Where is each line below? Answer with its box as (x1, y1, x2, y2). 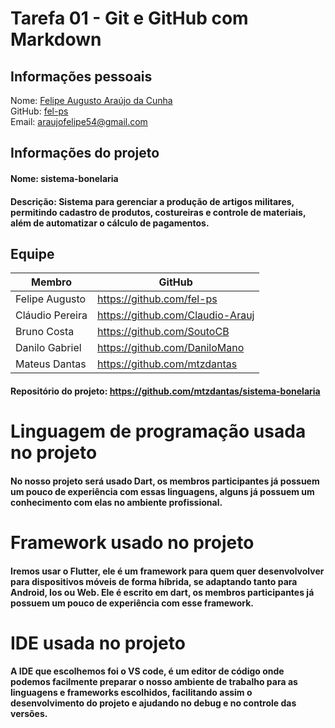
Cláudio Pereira (15, 308, 88, 322)
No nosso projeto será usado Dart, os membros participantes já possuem (10, 475, 320, 487)
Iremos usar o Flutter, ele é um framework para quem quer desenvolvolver (10, 565, 325, 577)
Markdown (10, 28, 102, 51)
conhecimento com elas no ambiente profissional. (10, 496, 223, 508)
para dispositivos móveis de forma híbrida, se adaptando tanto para (10, 575, 298, 587)
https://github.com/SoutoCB (97, 325, 230, 339)
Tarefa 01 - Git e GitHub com (10, 7, 249, 30)
